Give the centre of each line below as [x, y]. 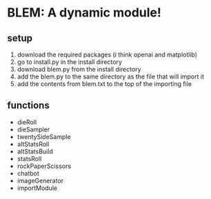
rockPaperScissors [44, 166]
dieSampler [33, 129]
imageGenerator [40, 180]
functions [28, 106]
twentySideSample [44, 136]
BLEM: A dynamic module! [84, 13]
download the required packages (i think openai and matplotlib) [107, 54]
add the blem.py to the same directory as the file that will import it [111, 76]
